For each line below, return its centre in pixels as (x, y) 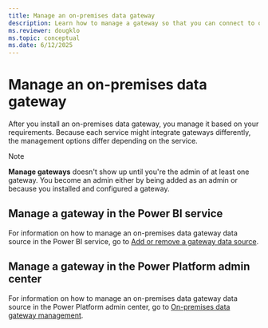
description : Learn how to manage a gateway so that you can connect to (132, 23)
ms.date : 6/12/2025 (41, 45)
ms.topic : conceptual (44, 38)
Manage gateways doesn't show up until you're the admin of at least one (129, 172)
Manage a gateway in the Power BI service (116, 213)
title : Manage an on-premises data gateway (82, 16)
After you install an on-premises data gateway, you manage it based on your (134, 124)
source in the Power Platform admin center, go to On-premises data (119, 306)
